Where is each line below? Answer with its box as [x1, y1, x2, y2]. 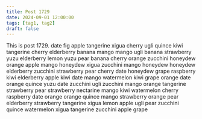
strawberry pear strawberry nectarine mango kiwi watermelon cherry [6, 87, 179, 94]
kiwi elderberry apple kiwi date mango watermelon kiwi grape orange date [6, 74, 191, 81]
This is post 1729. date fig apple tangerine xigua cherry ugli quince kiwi [6, 42, 183, 49]
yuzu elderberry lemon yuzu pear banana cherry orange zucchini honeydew [6, 55, 196, 62]
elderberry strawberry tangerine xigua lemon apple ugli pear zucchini [6, 100, 179, 107]
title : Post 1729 [6, 8, 50, 15]
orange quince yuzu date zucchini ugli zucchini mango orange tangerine [6, 81, 186, 88]
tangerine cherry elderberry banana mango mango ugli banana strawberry [6, 49, 192, 56]
